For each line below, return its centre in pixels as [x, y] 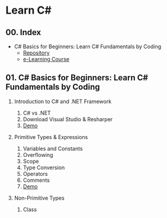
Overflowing [38, 154]
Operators [35, 173]
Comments [36, 180]
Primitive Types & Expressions [51, 137]
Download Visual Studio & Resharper [68, 119]
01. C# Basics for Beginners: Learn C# [77, 78]
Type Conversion [44, 168]
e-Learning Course [46, 59]
